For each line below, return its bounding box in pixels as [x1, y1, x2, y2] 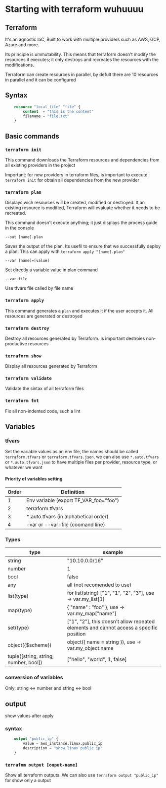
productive [5, 340, 27, 346]
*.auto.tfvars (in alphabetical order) [26, 513, 109, 520]
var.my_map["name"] [67, 610, 117, 617]
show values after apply [5, 713, 54, 719]
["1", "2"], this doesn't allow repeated [67, 618, 155, 625]
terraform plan [5, 189, 42, 195]
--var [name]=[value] [5, 258, 50, 263]
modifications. [5, 62, 35, 68]
